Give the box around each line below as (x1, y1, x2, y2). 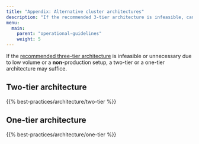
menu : (6, 20, 20, 25)
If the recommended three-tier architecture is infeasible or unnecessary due (6, 53, 192, 59)
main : (11, 25, 25, 31)
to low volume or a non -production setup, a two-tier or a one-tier (6, 59, 165, 66)
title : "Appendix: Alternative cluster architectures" (6, 8, 145, 15)
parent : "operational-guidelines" (17, 31, 102, 37)
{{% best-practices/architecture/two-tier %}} (6, 98, 117, 105)
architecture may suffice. (6, 65, 67, 72)
